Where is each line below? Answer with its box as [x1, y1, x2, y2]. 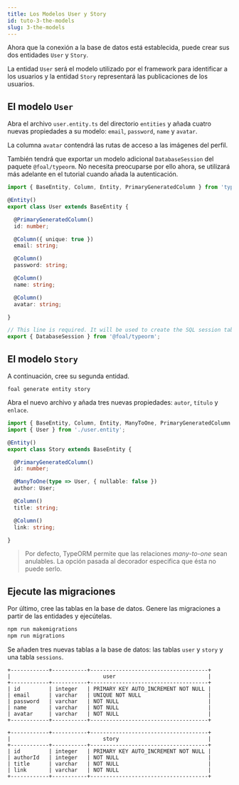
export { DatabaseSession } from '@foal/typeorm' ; [7, 333, 161, 340]
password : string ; [14, 262, 69, 269]
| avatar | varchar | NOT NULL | [7, 710, 212, 717]
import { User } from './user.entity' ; [7, 426, 126, 433]
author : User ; [14, 485, 55, 492]
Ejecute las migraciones [7, 585, 116, 597]
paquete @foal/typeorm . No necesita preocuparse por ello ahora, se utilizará [7, 162, 230, 171]
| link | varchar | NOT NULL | [7, 766, 212, 774]
